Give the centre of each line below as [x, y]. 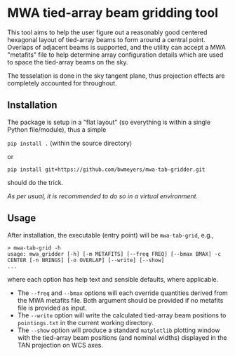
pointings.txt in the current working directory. [85, 322]
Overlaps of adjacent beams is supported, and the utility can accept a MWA [116, 47]
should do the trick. [35, 182]
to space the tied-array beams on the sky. [68, 62]
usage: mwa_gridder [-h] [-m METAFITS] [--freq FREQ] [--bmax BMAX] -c [114, 254]
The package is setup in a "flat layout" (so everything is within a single [109, 122]
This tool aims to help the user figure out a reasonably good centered [107, 32]
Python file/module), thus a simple [57, 129]
